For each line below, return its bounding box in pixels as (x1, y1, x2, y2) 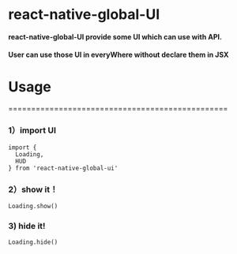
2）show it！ (8, 184, 58, 195)
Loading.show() (8, 202, 58, 210)
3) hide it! (8, 220, 46, 231)
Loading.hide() (8, 238, 58, 246)
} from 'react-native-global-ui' (8, 164, 118, 172)
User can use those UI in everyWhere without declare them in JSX (8, 50, 229, 60)
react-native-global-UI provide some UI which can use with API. (8, 32, 223, 41)
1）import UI (8, 125, 57, 136)
